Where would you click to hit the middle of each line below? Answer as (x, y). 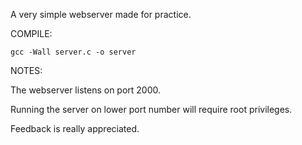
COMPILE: (31, 33)
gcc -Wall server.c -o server (73, 52)
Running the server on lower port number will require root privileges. (151, 109)
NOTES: (26, 70)
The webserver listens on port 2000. (86, 90)
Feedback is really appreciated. (75, 128)
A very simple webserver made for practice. (101, 14)
